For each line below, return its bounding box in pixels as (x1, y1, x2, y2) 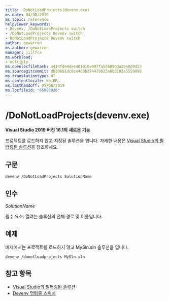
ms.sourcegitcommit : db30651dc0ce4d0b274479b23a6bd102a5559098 (5, 69, 142, 74)
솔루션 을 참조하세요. (18, 144, 58, 150)
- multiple (5, 59, 28, 64)
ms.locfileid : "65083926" (5, 87, 60, 93)
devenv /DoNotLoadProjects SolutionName (5, 174, 92, 179)
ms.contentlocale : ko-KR (5, 78, 58, 83)
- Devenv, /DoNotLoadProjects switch (5, 26, 85, 31)
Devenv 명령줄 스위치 (12, 290, 56, 296)
